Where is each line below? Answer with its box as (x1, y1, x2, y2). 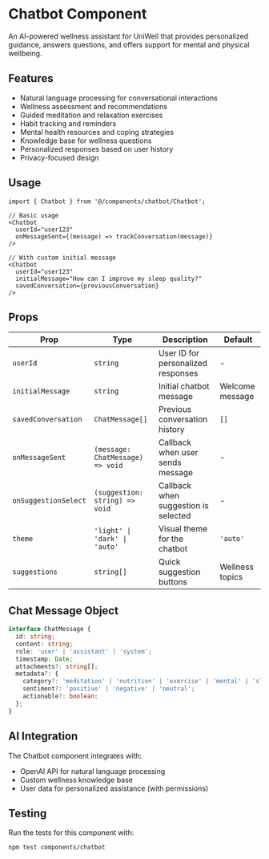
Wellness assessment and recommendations (19, 101, 168, 111)
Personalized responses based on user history (19, 144, 174, 153)
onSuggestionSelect (12, 496, 86, 506)
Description (163, 334, 208, 345)
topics (219, 572, 243, 583)
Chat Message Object (8, 604, 118, 617)
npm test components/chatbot (8, 844, 106, 852)
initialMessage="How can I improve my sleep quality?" (15, 275, 203, 283)
